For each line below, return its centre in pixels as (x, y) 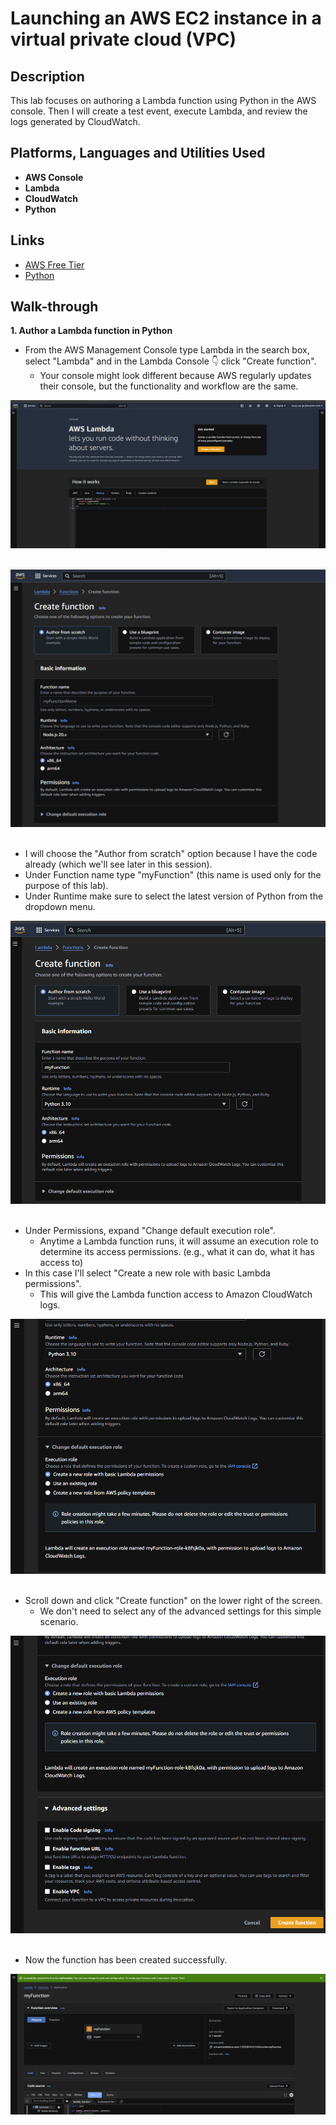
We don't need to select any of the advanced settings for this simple (180, 1611)
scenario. (59, 1622)
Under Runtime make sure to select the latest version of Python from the (174, 896)
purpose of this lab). (66, 886)
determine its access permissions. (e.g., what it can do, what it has (177, 1251)
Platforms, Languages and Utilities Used (138, 153)
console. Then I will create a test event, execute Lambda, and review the (159, 111)
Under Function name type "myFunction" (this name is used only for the (173, 875)
